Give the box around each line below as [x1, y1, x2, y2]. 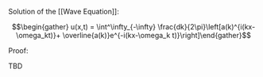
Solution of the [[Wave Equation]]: [8, 7, 119, 16]
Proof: [8, 46, 29, 55]
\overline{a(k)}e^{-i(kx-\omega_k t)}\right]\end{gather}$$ [62, 31, 252, 40]
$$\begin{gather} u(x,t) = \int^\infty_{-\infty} [11, 22, 157, 31]
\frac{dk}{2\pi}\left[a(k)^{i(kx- [157, 22, 256, 31]
